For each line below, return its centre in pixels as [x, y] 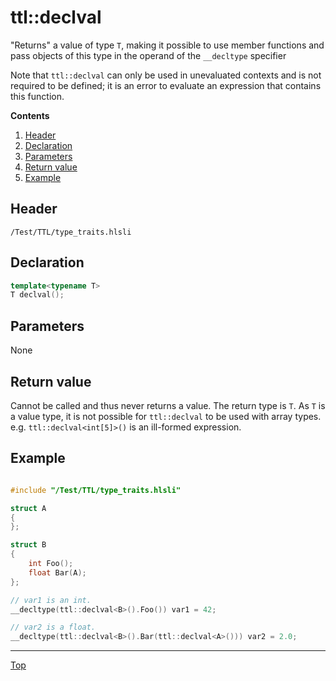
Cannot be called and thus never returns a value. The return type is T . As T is [168, 405]
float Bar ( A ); [57, 572]
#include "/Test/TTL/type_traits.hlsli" [96, 490]
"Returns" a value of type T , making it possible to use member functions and [167, 45]
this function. [37, 96]
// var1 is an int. [51, 600]
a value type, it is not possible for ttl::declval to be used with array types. [166, 416]
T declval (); [37, 295]
